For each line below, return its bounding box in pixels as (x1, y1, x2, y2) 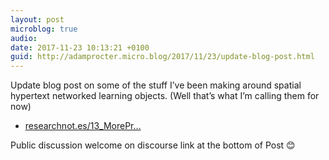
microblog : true (10, 24, 78, 34)
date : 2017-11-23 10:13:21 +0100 (10, 42, 150, 53)
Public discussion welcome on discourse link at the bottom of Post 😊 (10, 139, 296, 151)
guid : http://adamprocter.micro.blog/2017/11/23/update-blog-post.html (10, 52, 315, 62)
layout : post (10, 14, 65, 25)
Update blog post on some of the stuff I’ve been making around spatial (10, 79, 302, 91)
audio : (10, 33, 38, 43)
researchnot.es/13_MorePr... (24, 120, 142, 132)
